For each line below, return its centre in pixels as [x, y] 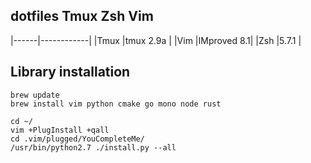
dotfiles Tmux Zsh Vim [82, 16]
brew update [35, 95]
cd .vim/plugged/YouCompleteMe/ [77, 139]
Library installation [70, 72]
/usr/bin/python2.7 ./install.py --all [93, 147]
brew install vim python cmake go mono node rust [116, 104]
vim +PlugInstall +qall [60, 130]
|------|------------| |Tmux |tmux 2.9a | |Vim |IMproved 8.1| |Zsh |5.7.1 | [156, 40]
